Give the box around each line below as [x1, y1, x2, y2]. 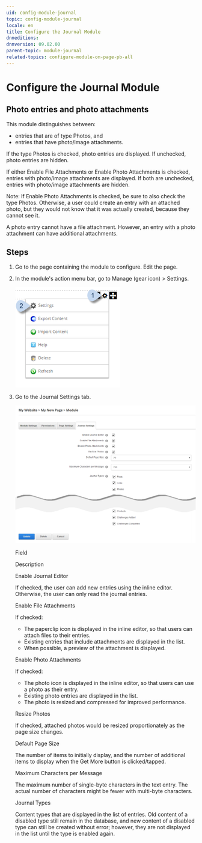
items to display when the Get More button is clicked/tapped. [14, 758, 167, 765]
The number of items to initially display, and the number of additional [14, 751, 185, 758]
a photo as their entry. [23, 686, 79, 693]
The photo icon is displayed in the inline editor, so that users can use [23, 679, 194, 686]
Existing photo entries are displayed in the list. [23, 692, 138, 699]
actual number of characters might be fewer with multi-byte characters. [14, 787, 193, 794]
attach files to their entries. [23, 631, 91, 639]
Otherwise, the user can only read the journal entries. [14, 590, 147, 597]
